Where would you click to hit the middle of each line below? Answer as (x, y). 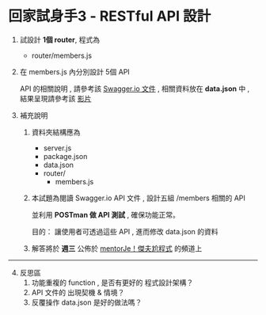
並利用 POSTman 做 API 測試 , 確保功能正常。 (105, 214)
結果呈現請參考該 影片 (55, 98)
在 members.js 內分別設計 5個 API (75, 71)
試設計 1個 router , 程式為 (60, 40)
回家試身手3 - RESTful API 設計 (110, 16)
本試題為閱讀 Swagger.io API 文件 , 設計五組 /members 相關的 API (138, 198)
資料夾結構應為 (56, 132)
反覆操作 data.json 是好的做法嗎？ (87, 302)
